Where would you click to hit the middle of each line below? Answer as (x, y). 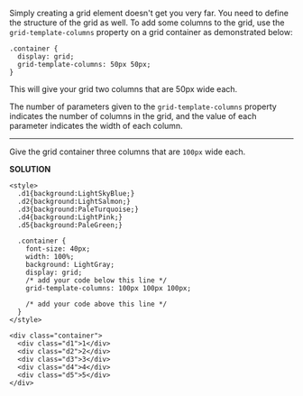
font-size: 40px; (58, 249)
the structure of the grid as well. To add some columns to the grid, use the (147, 23)
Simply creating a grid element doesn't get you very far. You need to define (149, 13)
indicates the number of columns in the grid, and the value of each (133, 116)
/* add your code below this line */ (96, 281)
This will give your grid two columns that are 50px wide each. (124, 89)
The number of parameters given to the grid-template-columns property (143, 106)
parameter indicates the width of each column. (96, 126)
